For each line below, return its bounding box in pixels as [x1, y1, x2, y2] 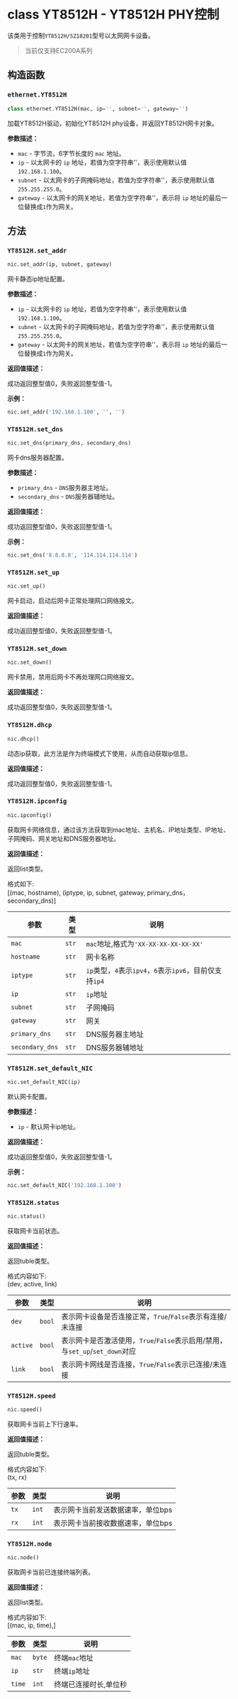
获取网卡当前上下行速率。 [7, 1420, 82, 1429]
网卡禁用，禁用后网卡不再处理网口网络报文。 [7, 673, 138, 681]
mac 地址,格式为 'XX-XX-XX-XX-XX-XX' [86, 939, 204, 949]
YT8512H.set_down [7, 645, 67, 653]
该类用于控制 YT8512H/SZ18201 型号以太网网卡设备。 [7, 31, 154, 40]
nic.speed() [7, 1406, 42, 1413]
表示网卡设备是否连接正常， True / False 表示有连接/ [61, 1311, 227, 1321]
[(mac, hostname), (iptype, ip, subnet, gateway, [7, 888, 146, 897]
